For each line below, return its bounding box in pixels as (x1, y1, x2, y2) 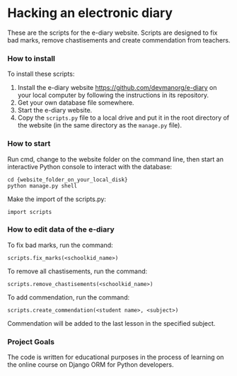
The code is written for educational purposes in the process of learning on (7, 353, 224, 362)
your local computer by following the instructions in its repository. (17, 91, 209, 100)
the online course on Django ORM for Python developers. (7, 360, 174, 369)
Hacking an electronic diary (7, 5, 173, 21)
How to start (7, 139, 51, 149)
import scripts (7, 208, 52, 215)
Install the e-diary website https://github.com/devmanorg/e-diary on (17, 84, 217, 92)
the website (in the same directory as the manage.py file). (17, 121, 183, 130)
